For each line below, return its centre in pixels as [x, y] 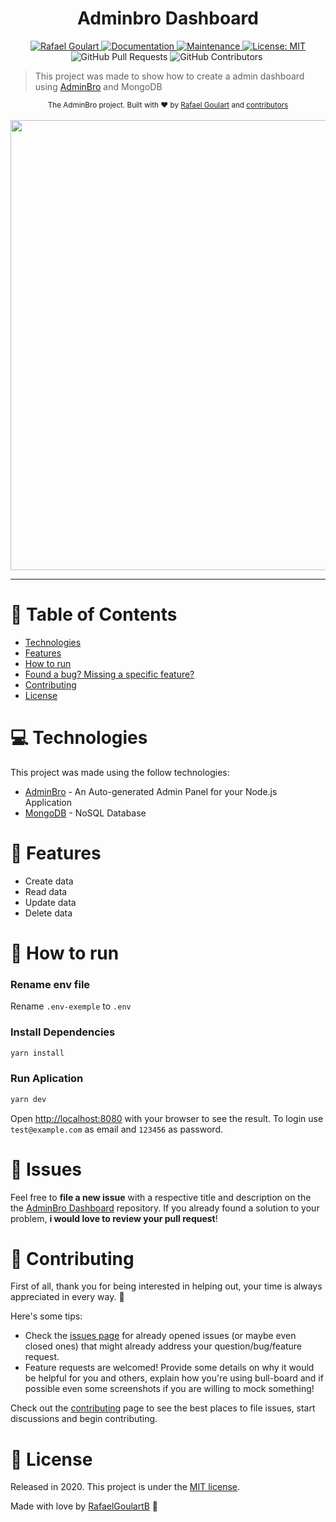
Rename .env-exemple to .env [71, 1006]
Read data [46, 891]
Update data [50, 902]
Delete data [48, 913]
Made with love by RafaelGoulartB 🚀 [84, 1506]
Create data [49, 881]
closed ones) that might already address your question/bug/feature [163, 1346]
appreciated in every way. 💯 [67, 1297]
